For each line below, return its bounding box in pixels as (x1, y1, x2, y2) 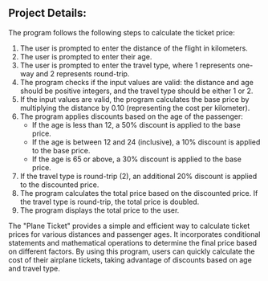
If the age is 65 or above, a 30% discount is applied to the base (31, 154, 242, 164)
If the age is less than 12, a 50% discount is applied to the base (31, 120, 241, 129)
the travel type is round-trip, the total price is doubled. (19, 197, 200, 206)
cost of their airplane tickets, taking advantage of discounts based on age (8, 255, 253, 264)
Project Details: (8, 6, 87, 20)
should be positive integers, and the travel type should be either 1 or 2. (19, 86, 254, 96)
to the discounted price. (19, 180, 99, 189)
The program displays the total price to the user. (19, 205, 180, 215)
